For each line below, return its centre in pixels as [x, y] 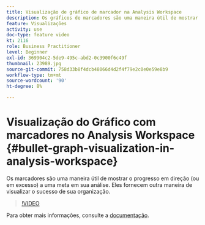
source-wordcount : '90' [37, 81]
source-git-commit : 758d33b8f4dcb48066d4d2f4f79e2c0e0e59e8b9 [87, 69]
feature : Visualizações [37, 23]
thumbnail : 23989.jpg [34, 63]
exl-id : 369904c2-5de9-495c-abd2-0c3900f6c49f [67, 58]
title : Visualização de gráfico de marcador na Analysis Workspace [94, 12]
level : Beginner [27, 52]
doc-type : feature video [38, 35]
